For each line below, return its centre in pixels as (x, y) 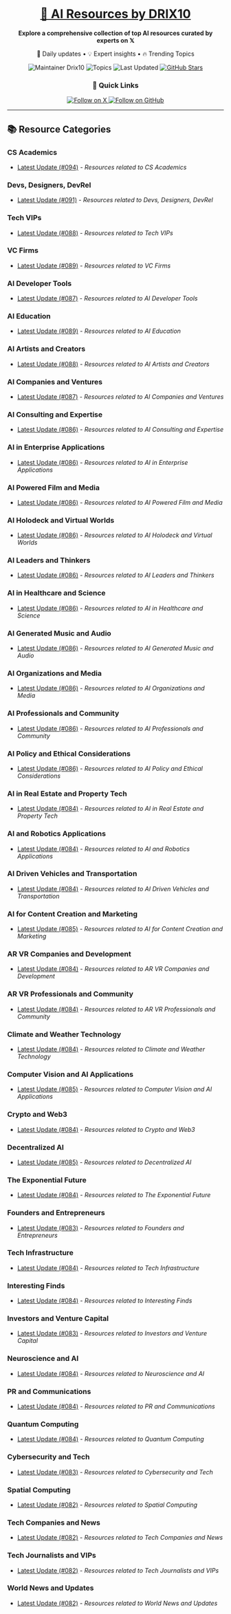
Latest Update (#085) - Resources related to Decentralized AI (104, 1162)
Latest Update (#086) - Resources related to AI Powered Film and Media (120, 502)
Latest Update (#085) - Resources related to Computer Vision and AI (114, 1089)
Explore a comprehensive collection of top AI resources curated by (115, 33)
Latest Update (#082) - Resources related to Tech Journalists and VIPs (118, 1570)
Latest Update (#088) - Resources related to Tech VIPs (95, 232)
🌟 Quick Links (115, 85)
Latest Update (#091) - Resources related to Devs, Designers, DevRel (115, 200)
